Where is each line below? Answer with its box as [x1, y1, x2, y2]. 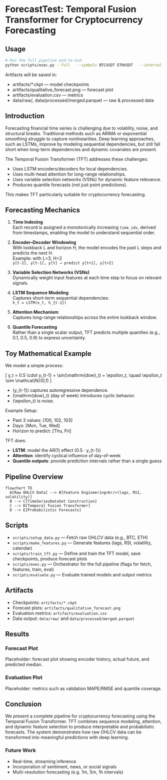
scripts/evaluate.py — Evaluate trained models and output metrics [12, 571, 152, 577]
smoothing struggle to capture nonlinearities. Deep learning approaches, [5, 136, 155, 142]
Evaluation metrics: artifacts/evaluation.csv [12, 610, 107, 616]
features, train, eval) [12, 566, 54, 572]
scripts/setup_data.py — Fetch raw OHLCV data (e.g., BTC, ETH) [12, 534, 148, 540]
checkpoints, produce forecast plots [12, 555, 87, 561]
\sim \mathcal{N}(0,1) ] [5, 378, 52, 384]
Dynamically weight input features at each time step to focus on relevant [12, 275, 162, 281]
